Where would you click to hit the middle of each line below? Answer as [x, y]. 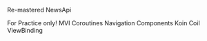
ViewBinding [25, 30]
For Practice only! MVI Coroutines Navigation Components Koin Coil [103, 23]
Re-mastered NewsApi [39, 10]
